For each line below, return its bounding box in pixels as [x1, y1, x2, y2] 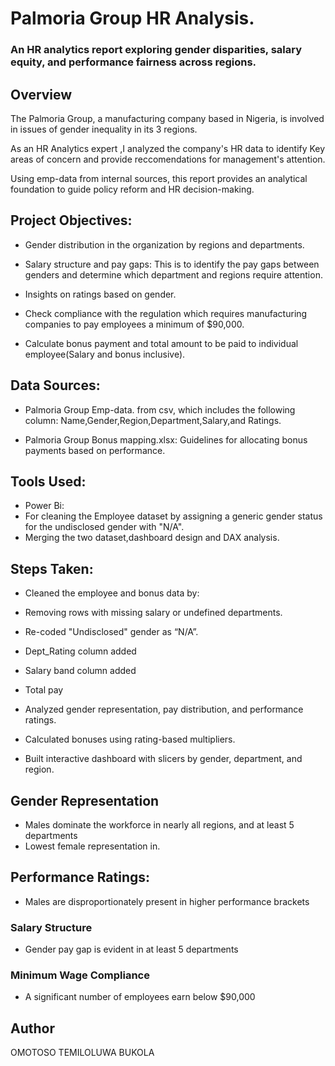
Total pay [24, 684, 64, 696]
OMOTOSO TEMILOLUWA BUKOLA [10, 1047, 155, 1059]
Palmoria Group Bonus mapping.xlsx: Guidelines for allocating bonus [24, 433, 308, 446]
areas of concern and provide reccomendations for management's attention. [10, 153, 326, 165]
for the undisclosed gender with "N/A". [24, 521, 185, 533]
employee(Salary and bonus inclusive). [24, 348, 186, 360]
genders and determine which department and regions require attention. [24, 268, 323, 281]
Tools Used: [10, 473, 87, 490]
